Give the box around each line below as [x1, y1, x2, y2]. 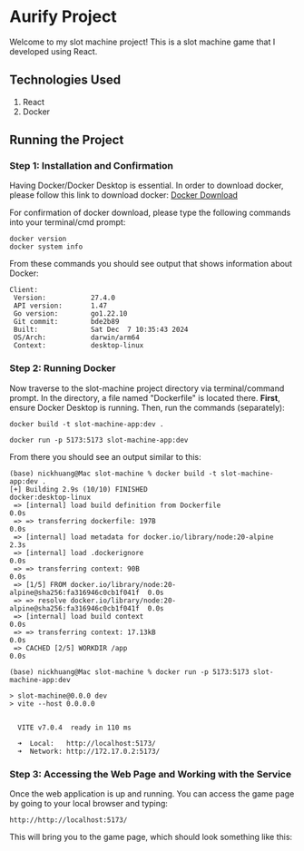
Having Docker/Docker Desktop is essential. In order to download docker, [9, 180, 284, 191]
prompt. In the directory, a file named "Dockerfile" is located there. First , [9, 392, 280, 403]
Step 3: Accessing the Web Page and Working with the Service [9, 768, 292, 780]
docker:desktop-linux [9, 493, 92, 502]
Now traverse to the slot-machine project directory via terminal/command [9, 383, 285, 394]
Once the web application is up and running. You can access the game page [9, 788, 295, 799]
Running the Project [9, 132, 124, 148]
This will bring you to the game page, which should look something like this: [9, 832, 293, 843]
